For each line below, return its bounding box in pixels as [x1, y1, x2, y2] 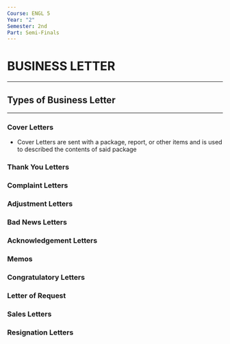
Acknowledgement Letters [7, 235, 98, 245]
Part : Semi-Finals [7, 29, 60, 36]
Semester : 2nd [7, 23, 48, 29]
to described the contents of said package [16, 145, 137, 154]
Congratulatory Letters [7, 272, 86, 282]
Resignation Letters [7, 328, 74, 337]
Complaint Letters [7, 181, 68, 190]
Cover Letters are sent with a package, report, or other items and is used [16, 138, 222, 146]
